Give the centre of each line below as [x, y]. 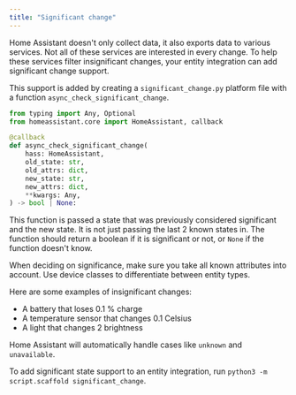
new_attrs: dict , [57, 186]
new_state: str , [55, 179]
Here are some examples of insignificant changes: [101, 292]
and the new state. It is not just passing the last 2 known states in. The [137, 230]
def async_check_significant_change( [79, 146]
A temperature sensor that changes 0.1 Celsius [106, 318]
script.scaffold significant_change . [78, 381]
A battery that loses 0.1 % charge [82, 309]
